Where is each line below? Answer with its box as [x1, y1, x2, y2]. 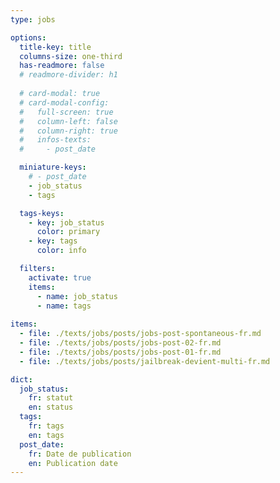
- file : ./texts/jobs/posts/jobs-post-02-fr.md [19, 338, 222, 348]
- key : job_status [28, 217, 105, 228]
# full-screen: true [19, 107, 114, 117]
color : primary [36, 227, 101, 237]
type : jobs [10, 14, 56, 25]
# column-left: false [19, 116, 118, 126]
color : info [36, 246, 87, 256]
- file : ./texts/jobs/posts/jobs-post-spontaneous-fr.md [19, 329, 262, 339]
